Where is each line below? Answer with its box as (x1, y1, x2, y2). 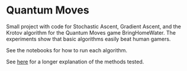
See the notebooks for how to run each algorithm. (6, 46, 128, 53)
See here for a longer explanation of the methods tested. (6, 58, 144, 65)
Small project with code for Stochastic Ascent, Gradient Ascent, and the (6, 23, 182, 30)
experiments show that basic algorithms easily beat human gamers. (6, 35, 171, 42)
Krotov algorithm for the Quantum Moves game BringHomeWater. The (6, 29, 176, 36)
